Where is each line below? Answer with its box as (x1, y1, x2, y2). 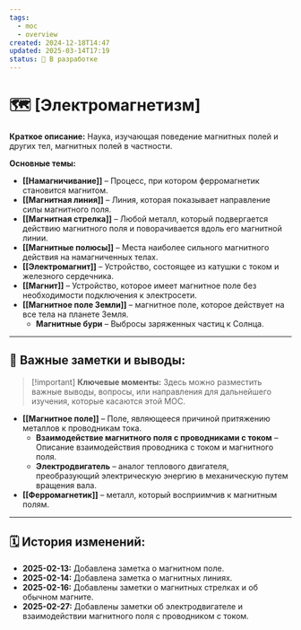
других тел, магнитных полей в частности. (9, 140, 173, 151)
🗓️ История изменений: (9, 535, 146, 550)
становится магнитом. (21, 185, 108, 196)
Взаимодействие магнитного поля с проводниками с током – (35, 432, 279, 442)
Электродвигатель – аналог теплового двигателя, (35, 460, 229, 471)
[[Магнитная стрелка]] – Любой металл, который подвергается (21, 213, 269, 224)
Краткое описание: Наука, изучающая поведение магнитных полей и (9, 131, 279, 142)
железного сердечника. (21, 270, 115, 281)
